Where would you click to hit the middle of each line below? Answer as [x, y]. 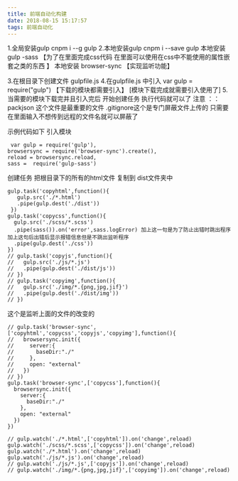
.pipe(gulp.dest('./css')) [54, 244]
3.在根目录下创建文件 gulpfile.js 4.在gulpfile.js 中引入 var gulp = [100, 81]
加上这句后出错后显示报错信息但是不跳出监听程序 [68, 238]
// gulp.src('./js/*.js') [49, 263]
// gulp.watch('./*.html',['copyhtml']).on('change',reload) [100, 439]
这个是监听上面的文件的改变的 [51, 314]
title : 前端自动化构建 [37, 14]
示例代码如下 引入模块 [39, 131]
